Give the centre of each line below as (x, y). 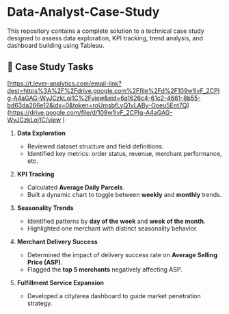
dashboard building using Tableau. (56, 45)
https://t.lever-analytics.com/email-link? (65, 83)
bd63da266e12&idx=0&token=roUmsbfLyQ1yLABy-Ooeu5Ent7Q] (98, 105)
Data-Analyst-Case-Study (83, 12)
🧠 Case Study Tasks (50, 67)
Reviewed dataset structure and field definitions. (95, 146)
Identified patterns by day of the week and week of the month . (116, 221)
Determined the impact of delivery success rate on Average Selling (122, 254)
